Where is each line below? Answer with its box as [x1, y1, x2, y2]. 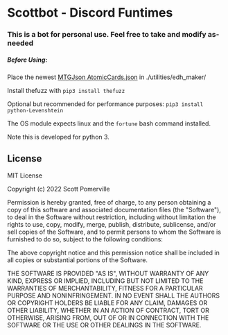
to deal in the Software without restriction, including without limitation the [7, 213, 216, 221]
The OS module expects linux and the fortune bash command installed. [7, 119, 211, 128]
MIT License [7, 171, 43, 180]
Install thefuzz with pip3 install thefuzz [7, 87, 125, 95]
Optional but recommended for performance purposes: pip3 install [7, 100, 204, 108]
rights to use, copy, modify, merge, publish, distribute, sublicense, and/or [7, 220, 216, 228]
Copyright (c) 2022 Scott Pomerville [7, 184, 111, 193]
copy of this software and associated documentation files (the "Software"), [7, 205, 222, 214]
